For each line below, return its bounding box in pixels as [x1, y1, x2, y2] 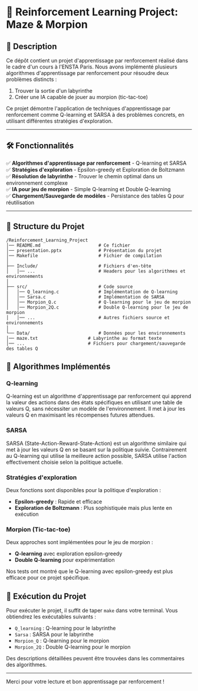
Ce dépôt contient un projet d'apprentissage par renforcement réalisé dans [6, 57, 189, 64]
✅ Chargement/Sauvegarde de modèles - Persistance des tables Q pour [6, 192, 184, 199]
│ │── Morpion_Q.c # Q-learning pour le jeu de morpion [6, 299, 192, 305]
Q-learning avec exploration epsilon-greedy [14, 550, 123, 557]
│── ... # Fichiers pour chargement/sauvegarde [6, 340, 186, 346]
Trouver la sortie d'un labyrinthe [14, 87, 93, 94]
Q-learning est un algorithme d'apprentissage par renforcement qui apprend [6, 392, 192, 400]
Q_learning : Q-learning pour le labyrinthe [14, 625, 116, 632]
